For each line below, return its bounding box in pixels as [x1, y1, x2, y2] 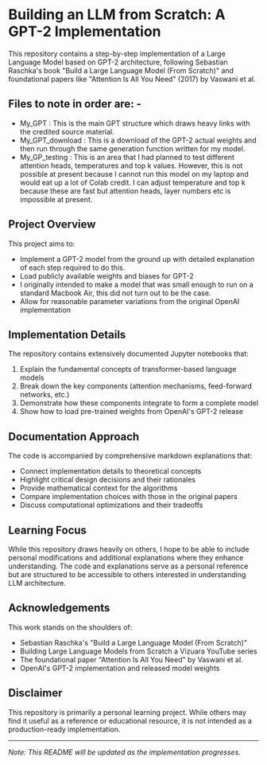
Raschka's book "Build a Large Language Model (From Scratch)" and [8, 65, 234, 75]
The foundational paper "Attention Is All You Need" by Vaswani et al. [19, 654, 244, 664]
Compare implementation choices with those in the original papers [19, 492, 238, 502]
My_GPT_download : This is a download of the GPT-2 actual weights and [19, 135, 257, 145]
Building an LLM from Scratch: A [8, 6, 226, 24]
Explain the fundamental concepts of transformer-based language [19, 365, 237, 374]
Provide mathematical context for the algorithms [19, 483, 178, 493]
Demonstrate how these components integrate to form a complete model [19, 398, 259, 408]
